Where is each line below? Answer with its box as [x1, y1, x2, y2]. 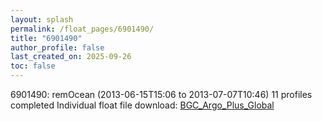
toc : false [10, 61, 56, 71]
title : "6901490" [10, 33, 83, 43]
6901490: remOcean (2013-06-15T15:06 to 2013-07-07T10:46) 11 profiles [10, 89, 313, 100]
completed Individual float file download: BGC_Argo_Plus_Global [10, 99, 275, 111]
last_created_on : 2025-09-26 [10, 52, 132, 62]
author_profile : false [10, 42, 105, 53]
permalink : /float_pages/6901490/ [10, 24, 155, 34]
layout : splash [10, 14, 74, 25]
